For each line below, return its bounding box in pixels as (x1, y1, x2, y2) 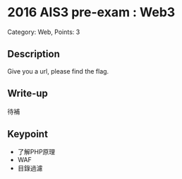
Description (7, 48, 60, 60)
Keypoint (7, 128, 48, 140)
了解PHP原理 (17, 148, 56, 156)
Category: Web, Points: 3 (7, 28, 80, 36)
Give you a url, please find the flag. (7, 67, 109, 75)
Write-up (7, 88, 48, 100)
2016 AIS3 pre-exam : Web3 (7, 4, 176, 21)
